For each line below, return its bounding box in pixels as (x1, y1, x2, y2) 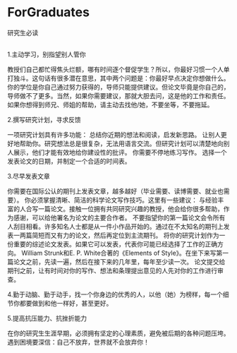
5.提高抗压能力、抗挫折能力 (7, 314, 87, 323)
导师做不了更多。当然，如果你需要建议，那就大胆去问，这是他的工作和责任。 (7, 92, 230, 100)
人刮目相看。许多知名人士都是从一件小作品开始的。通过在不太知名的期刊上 (7, 222, 224, 231)
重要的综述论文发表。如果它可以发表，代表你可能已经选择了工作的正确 (13, 240, 217, 249)
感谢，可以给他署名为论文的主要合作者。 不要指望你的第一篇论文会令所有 (13, 213, 226, 222)
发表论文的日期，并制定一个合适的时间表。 (7, 157, 131, 166)
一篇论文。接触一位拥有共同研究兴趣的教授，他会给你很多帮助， (37, 205, 224, 213)
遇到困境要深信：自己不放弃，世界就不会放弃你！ (7, 338, 150, 347)
